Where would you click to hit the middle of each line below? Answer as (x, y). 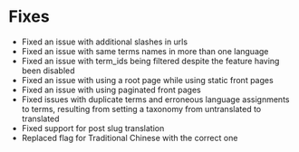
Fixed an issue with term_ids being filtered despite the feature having (150, 61)
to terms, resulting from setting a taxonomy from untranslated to (141, 109)
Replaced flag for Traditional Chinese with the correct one (130, 138)
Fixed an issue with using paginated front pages (111, 90)
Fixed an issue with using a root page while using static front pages (147, 80)
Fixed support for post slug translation (93, 128)
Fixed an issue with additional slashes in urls (104, 42)
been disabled (48, 71)
